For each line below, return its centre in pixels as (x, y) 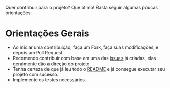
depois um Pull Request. (38, 52)
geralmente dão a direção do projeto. (52, 64)
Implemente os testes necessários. (49, 80)
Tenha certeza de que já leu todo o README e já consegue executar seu (89, 69)
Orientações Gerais (47, 33)
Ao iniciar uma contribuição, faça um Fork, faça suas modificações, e (86, 47)
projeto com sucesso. (35, 74)
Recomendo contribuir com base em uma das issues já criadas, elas (84, 58)
